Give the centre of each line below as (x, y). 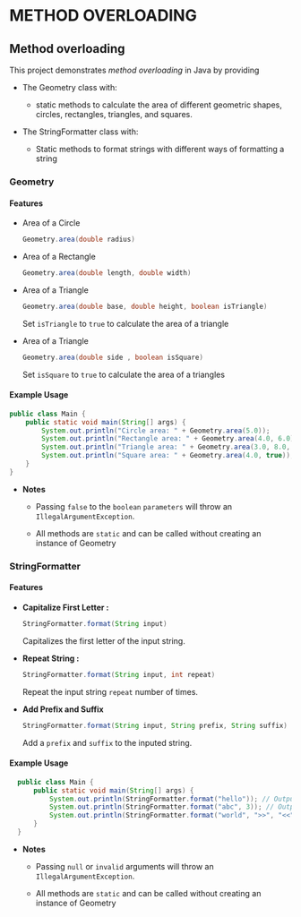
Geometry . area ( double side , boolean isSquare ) (113, 357)
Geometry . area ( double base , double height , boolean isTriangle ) (145, 306)
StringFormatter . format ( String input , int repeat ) (119, 674)
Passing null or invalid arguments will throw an (125, 866)
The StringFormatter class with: (80, 132)
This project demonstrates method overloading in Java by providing (134, 70)
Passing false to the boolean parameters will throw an (134, 506)
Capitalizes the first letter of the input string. (103, 640)
